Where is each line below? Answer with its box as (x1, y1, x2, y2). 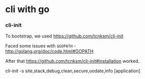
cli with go (5, 4, 50, 15)
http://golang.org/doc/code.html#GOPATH (5, 48, 94, 54)
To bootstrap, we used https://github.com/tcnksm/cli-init (5, 33, 124, 39)
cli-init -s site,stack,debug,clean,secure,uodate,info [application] (5, 68, 140, 74)
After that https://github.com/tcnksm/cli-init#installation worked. (5, 58, 140, 64)
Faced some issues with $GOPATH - (5, 43, 76, 49)
